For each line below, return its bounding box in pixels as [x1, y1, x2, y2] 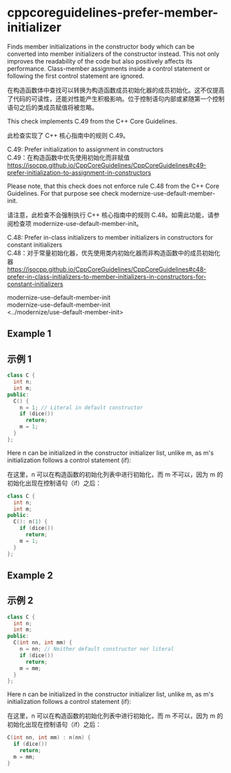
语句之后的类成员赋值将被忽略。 [7, 103, 98, 111]
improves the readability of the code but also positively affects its [7, 57, 193, 65]
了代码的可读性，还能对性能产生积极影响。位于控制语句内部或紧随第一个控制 [7, 95, 225, 103]
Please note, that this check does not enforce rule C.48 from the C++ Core [7, 182, 219, 190]
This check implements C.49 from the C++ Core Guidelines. [7, 117, 177, 125]
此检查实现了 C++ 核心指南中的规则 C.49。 [7, 131, 130, 140]
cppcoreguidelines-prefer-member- [7, 5, 219, 21]
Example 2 [7, 569, 53, 581]
